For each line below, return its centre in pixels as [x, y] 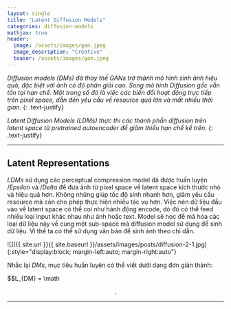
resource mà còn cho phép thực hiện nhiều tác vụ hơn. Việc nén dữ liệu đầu [114, 202]
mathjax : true [27, 33]
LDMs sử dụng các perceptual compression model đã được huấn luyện [107, 180]
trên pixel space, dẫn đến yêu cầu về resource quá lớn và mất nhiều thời [110, 100]
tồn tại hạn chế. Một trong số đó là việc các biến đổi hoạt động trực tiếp [109, 92]
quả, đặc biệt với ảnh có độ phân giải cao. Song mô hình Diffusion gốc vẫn [113, 85]
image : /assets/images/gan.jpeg [60, 45]
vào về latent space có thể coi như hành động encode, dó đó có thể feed [110, 209]
